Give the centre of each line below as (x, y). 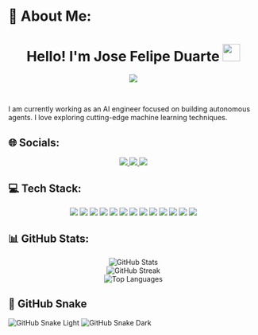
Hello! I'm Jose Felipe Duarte (123, 57)
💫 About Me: (50, 16)
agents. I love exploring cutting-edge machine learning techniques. (118, 118)
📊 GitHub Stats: (49, 239)
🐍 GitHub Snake (48, 304)
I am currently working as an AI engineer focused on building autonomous (129, 109)
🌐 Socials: (34, 142)
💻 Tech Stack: (45, 189)
